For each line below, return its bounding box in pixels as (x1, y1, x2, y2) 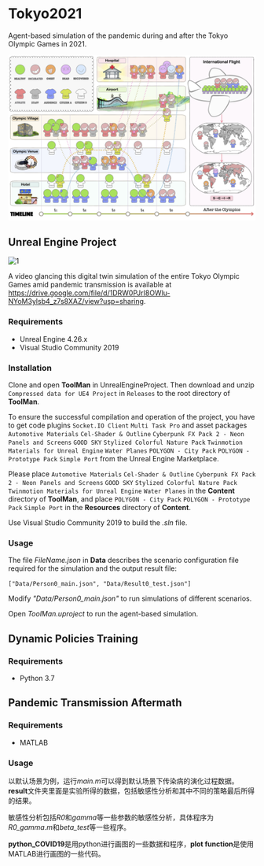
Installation (8, 362, 53, 373)
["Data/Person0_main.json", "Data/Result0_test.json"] (8, 580, 192, 588)
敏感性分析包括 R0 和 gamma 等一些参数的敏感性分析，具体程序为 (8, 812, 214, 822)
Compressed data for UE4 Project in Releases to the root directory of (8, 389, 230, 398)
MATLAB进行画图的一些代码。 (8, 849, 105, 858)
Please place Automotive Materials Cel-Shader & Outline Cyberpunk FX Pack (8, 469, 256, 479)
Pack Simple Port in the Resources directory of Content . (8, 503, 191, 513)
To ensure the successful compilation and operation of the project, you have (8, 413, 255, 422)
